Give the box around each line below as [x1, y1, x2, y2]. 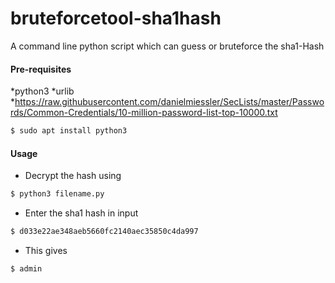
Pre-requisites [10, 63, 72, 75]
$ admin [10, 263, 43, 274]
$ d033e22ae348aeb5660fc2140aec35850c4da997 [10, 227, 199, 237]
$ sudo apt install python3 [10, 126, 128, 136]
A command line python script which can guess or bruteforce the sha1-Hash [10, 40, 325, 52]
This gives [24, 244, 68, 256]
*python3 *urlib [10, 85, 75, 97]
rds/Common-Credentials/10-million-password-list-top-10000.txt [10, 107, 278, 119]
